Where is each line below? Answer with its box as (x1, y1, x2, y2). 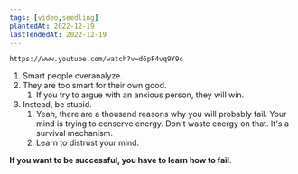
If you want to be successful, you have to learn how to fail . (9, 155, 232, 166)
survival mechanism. (35, 128, 113, 139)
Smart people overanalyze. (22, 70, 124, 81)
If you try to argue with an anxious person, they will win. (35, 89, 245, 100)
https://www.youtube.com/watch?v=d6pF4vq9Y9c (9, 55, 183, 64)
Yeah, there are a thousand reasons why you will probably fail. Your (35, 109, 287, 120)
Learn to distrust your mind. (35, 137, 140, 149)
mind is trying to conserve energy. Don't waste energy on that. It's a (35, 118, 290, 129)
